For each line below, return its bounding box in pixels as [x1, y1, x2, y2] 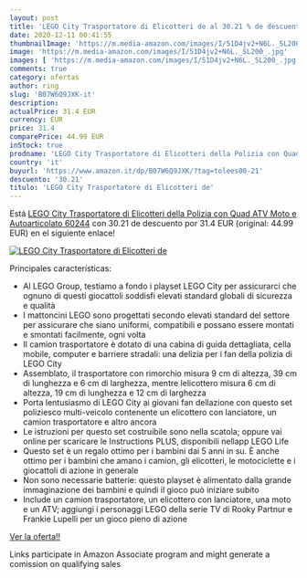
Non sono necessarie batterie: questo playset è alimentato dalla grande [22, 475, 292, 486]
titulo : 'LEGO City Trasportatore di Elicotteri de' [9, 184, 215, 193]
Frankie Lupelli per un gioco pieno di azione [22, 513, 187, 525]
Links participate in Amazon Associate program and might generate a [9, 549, 270, 560]
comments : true [9, 65, 68, 74]
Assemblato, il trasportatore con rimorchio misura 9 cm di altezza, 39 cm [22, 368, 297, 379]
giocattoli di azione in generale [22, 465, 139, 476]
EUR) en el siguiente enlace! [9, 227, 116, 238]
